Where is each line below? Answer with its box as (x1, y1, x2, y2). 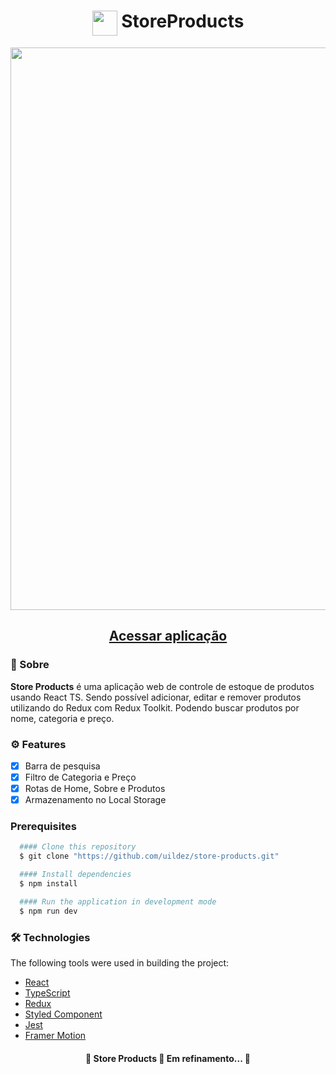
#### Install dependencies (19, 870, 132, 880)
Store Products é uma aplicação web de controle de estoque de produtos (10, 680, 315, 692)
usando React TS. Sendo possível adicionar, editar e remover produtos (10, 691, 302, 703)
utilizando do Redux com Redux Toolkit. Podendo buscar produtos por (10, 701, 300, 714)
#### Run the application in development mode (19, 896, 217, 907)
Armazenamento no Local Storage (24, 794, 167, 806)
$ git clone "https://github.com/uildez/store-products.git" (19, 851, 280, 862)
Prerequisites (10, 820, 77, 834)
